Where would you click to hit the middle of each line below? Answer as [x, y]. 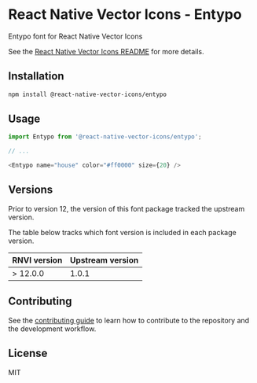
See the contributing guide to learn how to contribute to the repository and [129, 320]
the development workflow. [52, 329]
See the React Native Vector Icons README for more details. [106, 51]
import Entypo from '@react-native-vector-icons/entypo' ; [105, 137]
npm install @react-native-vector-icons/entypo [88, 94]
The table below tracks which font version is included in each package [123, 232]
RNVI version [37, 260]
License [28, 354]
